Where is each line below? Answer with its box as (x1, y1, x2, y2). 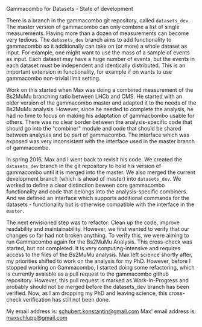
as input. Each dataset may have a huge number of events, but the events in (6, 56, 195, 62)
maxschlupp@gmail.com (6, 314, 68, 321)
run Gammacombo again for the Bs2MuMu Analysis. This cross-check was (6, 238, 192, 245)
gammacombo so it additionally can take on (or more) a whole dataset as (6, 42, 188, 50)
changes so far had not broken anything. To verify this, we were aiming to (6, 232, 189, 239)
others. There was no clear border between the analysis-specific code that (6, 118, 193, 126)
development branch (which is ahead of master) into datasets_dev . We (6, 175, 181, 182)
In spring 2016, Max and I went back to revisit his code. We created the (6, 156, 183, 163)
